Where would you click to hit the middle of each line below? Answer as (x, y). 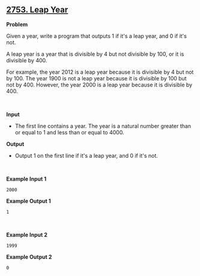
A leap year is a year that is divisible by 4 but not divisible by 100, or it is (95, 54)
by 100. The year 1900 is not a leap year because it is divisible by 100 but (97, 78)
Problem (17, 24)
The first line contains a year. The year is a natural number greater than (103, 126)
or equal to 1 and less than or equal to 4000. (69, 132)
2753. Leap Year (37, 10)
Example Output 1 (29, 201)
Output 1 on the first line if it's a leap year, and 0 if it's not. (86, 155)
